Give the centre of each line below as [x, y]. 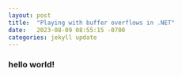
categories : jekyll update [53, 37]
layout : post [30, 15]
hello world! [32, 65]
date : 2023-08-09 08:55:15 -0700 [67, 30]
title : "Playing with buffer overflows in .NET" [92, 23]
